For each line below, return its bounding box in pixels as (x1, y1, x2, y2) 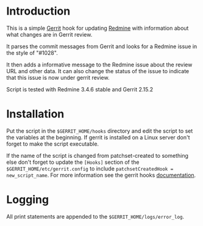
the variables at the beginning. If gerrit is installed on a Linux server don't (6, 133, 190, 141)
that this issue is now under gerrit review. (6, 74, 110, 81)
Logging (6, 193, 49, 207)
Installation (6, 107, 65, 121)
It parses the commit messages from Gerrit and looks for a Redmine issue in (6, 43, 198, 50)
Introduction (6, 4, 71, 18)
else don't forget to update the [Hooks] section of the (6, 158, 140, 166)
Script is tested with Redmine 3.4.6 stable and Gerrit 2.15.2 (6, 85, 154, 93)
